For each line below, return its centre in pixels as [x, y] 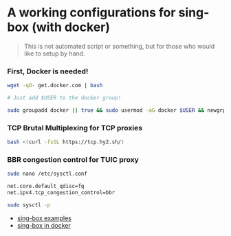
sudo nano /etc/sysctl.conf [47, 174]
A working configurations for [91, 13]
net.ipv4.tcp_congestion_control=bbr [61, 193]
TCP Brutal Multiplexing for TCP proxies [75, 128]
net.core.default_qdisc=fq [46, 187]
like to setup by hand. [54, 54]
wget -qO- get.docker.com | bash [55, 86]
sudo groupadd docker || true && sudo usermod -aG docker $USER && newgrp [117, 110]
